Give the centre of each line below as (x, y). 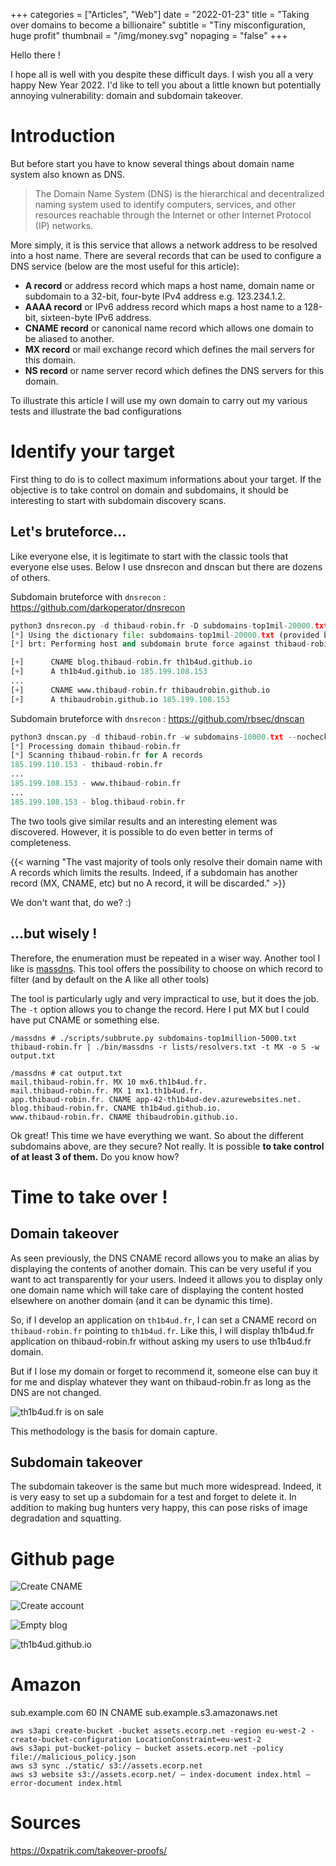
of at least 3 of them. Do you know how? (95, 1156)
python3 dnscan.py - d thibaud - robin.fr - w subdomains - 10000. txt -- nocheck (169, 737)
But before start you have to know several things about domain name (152, 163)
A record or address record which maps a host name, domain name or (170, 285)
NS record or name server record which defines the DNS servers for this (174, 370)
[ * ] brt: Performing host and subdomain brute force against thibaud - (160, 644)
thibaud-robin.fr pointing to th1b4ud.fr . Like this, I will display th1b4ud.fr (162, 1330)
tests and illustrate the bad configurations (96, 411)
